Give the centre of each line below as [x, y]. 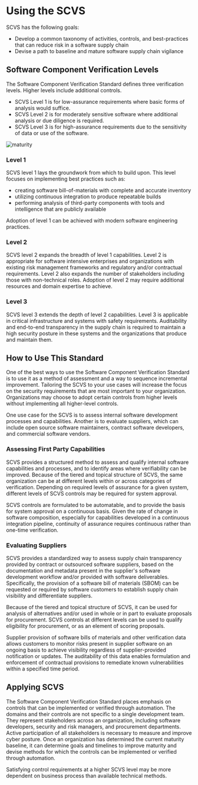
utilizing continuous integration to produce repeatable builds [88, 197]
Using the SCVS [46, 11]
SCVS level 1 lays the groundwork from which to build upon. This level [91, 173]
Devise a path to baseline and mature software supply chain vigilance [99, 51]
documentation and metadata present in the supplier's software [83, 571]
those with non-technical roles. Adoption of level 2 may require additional [95, 280]
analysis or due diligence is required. [59, 120]
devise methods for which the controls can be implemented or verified [91, 751]
